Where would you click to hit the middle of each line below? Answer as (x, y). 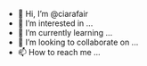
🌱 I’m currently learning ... (65, 33)
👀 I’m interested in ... (55, 23)
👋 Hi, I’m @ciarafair (53, 14)
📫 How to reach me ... (59, 52)
